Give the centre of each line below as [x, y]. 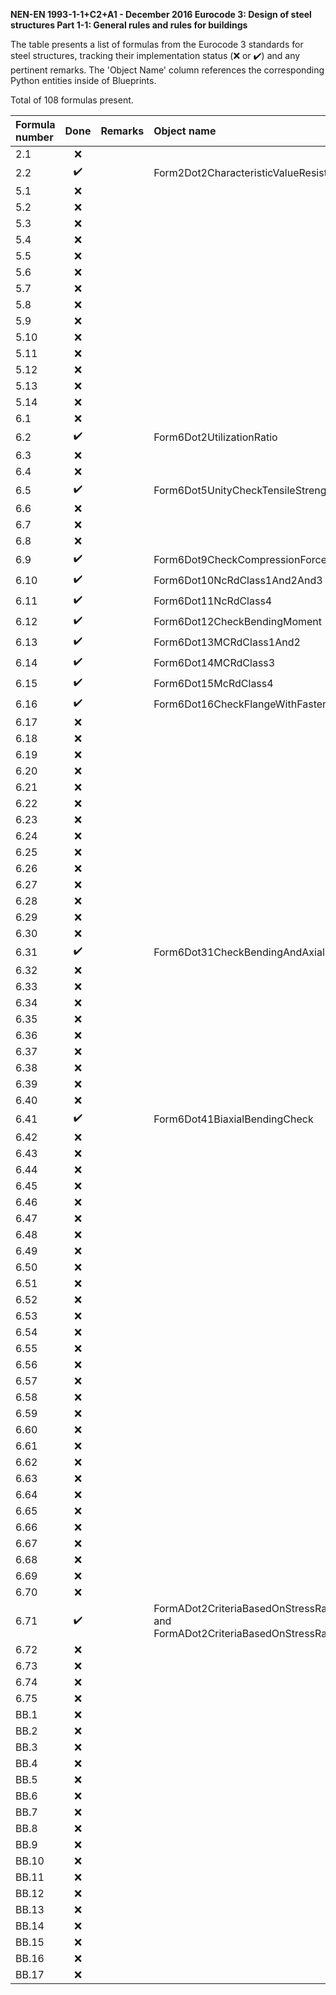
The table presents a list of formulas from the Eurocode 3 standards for [157, 44]
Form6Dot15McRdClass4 [213, 683]
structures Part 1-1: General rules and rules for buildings [129, 25]
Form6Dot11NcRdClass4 [213, 601]
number [34, 137]
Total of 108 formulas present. [72, 100]
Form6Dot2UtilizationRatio [215, 437]
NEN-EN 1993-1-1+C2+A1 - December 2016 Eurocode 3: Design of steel [161, 14]
